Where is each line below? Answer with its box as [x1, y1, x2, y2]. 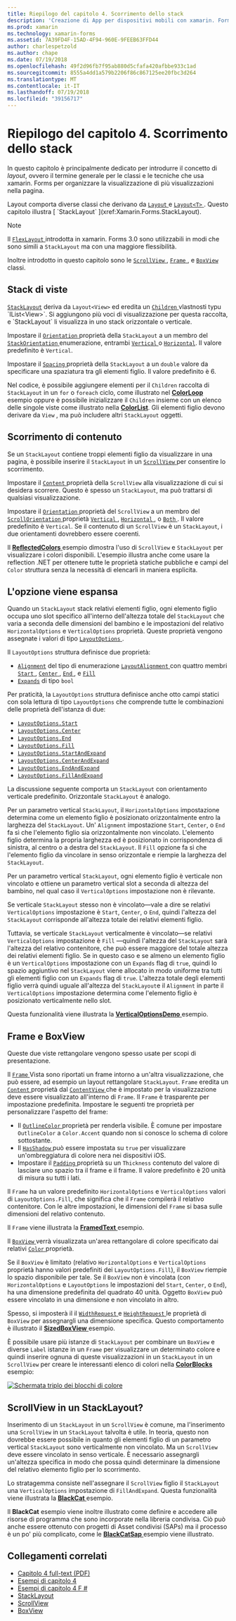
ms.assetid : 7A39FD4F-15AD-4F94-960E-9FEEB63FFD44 [7, 37, 159, 44]
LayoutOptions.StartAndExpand [17, 750, 107, 757]
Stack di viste [7, 284, 68, 296]
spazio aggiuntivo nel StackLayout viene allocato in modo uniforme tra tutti [7, 966, 223, 975]
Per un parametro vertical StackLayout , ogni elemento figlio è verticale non [7, 872, 223, 881]
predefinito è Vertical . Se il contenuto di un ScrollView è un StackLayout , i [7, 522, 223, 530]
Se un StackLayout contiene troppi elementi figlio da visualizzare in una [7, 450, 213, 458]
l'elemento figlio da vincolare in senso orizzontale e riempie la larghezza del [7, 851, 227, 859]
